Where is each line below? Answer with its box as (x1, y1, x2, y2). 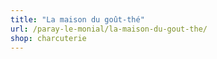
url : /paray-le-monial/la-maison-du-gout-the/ (10, 24, 208, 34)
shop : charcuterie (10, 33, 87, 43)
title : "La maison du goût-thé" (10, 14, 145, 25)
